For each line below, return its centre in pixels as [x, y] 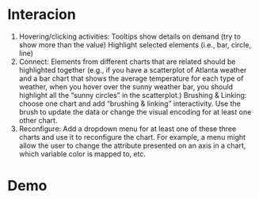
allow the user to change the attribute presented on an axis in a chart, [132, 145]
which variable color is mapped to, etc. [82, 154]
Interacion [42, 15]
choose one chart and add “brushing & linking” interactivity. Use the [129, 103]
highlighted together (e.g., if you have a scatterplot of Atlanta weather [133, 69]
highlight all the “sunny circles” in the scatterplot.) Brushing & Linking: [133, 95]
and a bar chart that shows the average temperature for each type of [131, 78]
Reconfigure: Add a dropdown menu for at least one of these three [128, 129]
